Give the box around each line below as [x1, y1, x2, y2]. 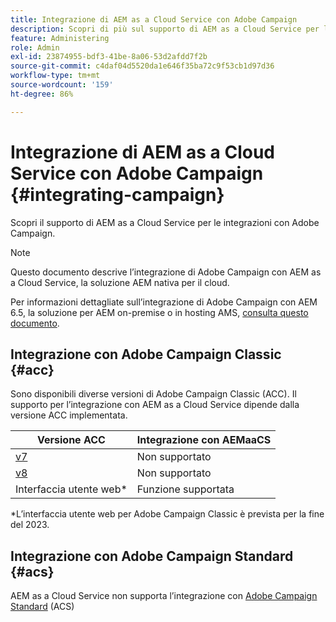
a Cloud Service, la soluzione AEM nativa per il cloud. [10, 276, 230, 288]
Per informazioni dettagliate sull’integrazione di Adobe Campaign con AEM [10, 296, 318, 308]
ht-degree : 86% [10, 89, 74, 99]
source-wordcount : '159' [10, 80, 114, 90]
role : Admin [10, 42, 60, 53]
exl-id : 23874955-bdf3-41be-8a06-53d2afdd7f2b [10, 52, 208, 62]
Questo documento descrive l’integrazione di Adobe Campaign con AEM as [10, 266, 322, 278]
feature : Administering [10, 33, 110, 43]
